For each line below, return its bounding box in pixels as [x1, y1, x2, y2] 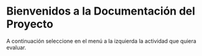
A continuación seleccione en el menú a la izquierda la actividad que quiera [6, 37, 197, 44]
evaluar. [6, 44, 26, 51]
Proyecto [6, 17, 54, 31]
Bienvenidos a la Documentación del [6, 4, 196, 18]
